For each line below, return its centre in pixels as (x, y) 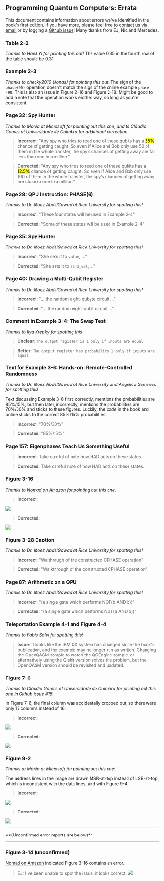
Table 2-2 (17, 43)
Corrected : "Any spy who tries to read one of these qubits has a (82, 166)
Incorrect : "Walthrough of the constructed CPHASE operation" (80, 560)
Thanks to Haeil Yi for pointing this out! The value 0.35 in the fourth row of (80, 54)
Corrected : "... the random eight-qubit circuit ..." (66, 308)
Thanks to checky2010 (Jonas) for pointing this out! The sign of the (73, 82)
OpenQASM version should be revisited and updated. (71, 665)
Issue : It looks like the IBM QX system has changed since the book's (86, 644)
